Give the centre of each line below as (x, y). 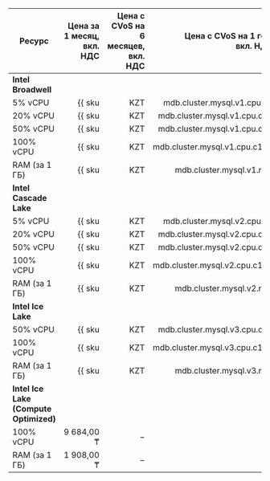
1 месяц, (82, 36)
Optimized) (34, 419)
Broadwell (32, 90)
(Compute (32, 409)
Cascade (30, 198)
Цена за (84, 26)
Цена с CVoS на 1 (220, 36)
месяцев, (126, 46)
